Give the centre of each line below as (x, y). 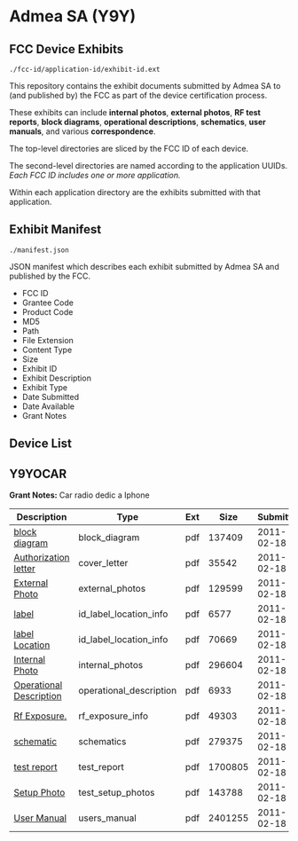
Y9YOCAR (38, 473)
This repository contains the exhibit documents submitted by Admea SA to (145, 86)
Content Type (47, 350)
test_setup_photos (117, 793)
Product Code (47, 311)
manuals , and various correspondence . (82, 131)
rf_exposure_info (114, 716)
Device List (41, 444)
